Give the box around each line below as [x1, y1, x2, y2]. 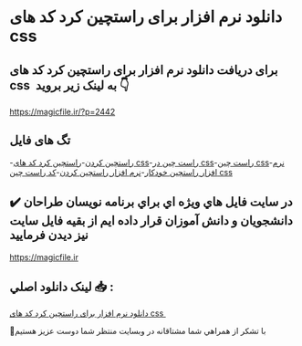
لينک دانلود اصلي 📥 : [9, 279, 114, 295]
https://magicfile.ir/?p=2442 [9, 107, 116, 117]
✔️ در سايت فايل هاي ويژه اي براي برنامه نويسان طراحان [9, 194, 294, 210]
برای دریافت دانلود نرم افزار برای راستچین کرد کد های [9, 62, 278, 78]
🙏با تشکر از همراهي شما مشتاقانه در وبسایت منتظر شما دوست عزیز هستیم [9, 326, 266, 337]
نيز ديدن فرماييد [9, 227, 89, 243]
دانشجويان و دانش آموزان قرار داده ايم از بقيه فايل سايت [9, 213, 294, 229]
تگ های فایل [9, 132, 71, 148]
